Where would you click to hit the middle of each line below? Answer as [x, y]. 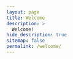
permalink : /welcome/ [34, 47]
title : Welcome [26, 18]
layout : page [23, 12]
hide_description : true [37, 35]
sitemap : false [26, 41]
